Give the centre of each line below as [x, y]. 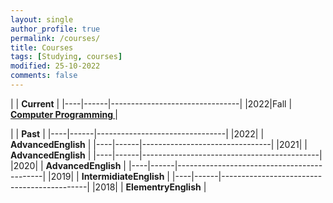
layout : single [42, 19]
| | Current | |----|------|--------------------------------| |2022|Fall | [151, 103]
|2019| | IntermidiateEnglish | [109, 176]
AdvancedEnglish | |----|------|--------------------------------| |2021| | [159, 144]
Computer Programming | [64, 114]
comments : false [44, 76]
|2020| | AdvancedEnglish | [68, 165]
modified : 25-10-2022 [55, 66]
